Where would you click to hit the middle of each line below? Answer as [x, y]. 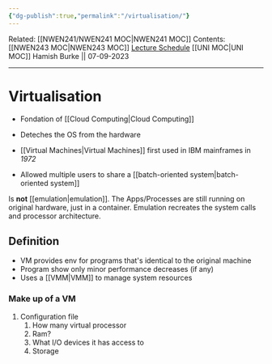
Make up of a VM [42, 298]
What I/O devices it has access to [88, 342]
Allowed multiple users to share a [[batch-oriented [104, 174]
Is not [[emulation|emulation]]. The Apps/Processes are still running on [127, 198]
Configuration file [49, 316]
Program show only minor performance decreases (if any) [117, 269]
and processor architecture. [55, 216]
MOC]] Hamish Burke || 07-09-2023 [69, 56]
